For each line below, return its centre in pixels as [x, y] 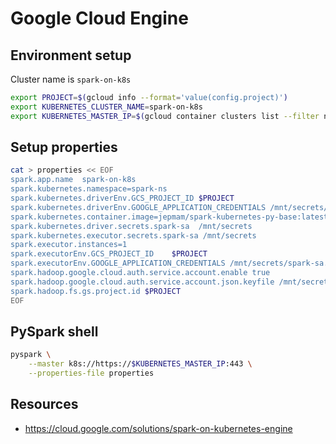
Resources [44, 404]
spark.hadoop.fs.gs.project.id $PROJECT [96, 291]
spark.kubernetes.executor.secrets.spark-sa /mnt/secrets [133, 235]
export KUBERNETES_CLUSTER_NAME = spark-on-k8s [106, 107]
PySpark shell [54, 331]
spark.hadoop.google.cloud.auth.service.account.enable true [140, 273]
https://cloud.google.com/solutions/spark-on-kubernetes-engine [158, 428]
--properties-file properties [91, 373]
